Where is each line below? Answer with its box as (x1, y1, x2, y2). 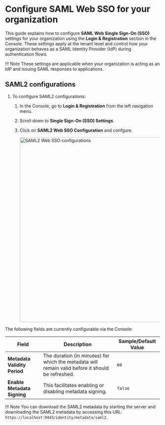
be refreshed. (43, 371, 75, 378)
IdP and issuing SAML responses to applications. (5, 66, 104, 72)
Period (7, 367, 24, 374)
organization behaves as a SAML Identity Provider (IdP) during (5, 46, 132, 52)
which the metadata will (43, 358, 98, 365)
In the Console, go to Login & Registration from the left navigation (19, 103, 153, 109)
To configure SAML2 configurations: (12, 93, 86, 99)
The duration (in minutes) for (43, 352, 110, 359)
